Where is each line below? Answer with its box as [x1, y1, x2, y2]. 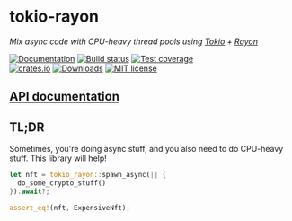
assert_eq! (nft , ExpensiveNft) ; [9, 203, 130, 212]
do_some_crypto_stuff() [17, 179, 106, 188]
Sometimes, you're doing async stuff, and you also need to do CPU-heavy [9, 144, 284, 155]
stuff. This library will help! [9, 153, 108, 164]
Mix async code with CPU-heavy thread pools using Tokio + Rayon [9, 36, 259, 47]
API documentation [9, 89, 119, 104]
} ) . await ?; [9, 187, 50, 196]
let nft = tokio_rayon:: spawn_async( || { [9, 171, 167, 180]
